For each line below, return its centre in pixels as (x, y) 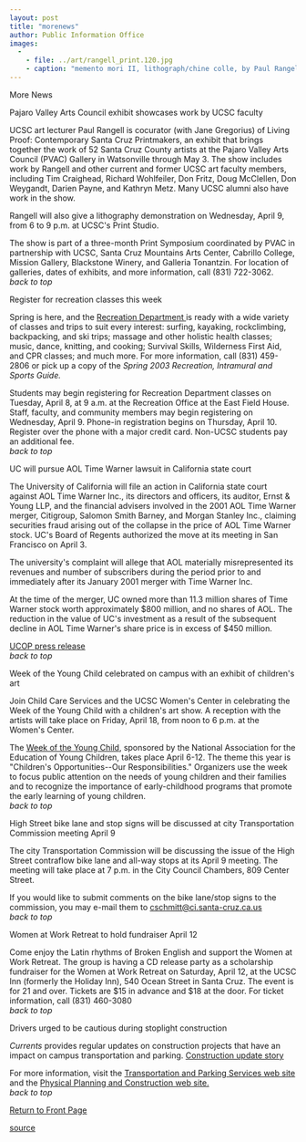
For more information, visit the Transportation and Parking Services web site (153, 1073)
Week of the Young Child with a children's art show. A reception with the (145, 710)
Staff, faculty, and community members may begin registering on (131, 412)
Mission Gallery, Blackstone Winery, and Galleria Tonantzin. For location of (149, 262)
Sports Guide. (36, 375)
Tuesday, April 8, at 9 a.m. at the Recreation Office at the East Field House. (149, 402)
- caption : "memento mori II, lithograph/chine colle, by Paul (148, 69)
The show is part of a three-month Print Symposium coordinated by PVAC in (153, 243)
